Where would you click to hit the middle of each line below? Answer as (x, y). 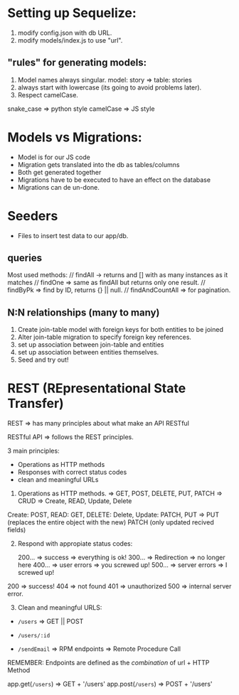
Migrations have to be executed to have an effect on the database (114, 180)
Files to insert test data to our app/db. (73, 235)
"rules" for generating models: (77, 63)
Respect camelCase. (48, 95)
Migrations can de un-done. (58, 187)
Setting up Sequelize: (72, 13)
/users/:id (34, 636)
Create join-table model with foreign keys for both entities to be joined (121, 330)
